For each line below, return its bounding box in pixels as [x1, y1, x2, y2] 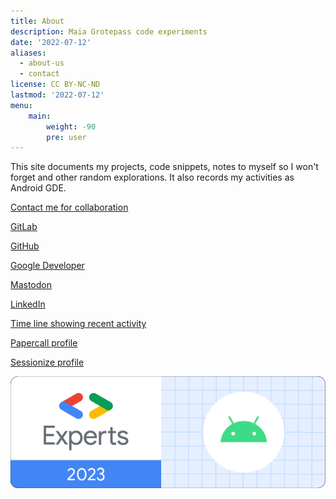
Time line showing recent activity [10, 318, 147, 330]
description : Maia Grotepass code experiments [10, 26, 208, 37]
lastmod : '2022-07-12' [10, 90, 105, 100]
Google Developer [10, 260, 85, 272]
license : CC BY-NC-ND [10, 80, 101, 90]
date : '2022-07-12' [10, 37, 92, 47]
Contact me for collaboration [10, 201, 129, 214]
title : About [10, 16, 65, 26]
